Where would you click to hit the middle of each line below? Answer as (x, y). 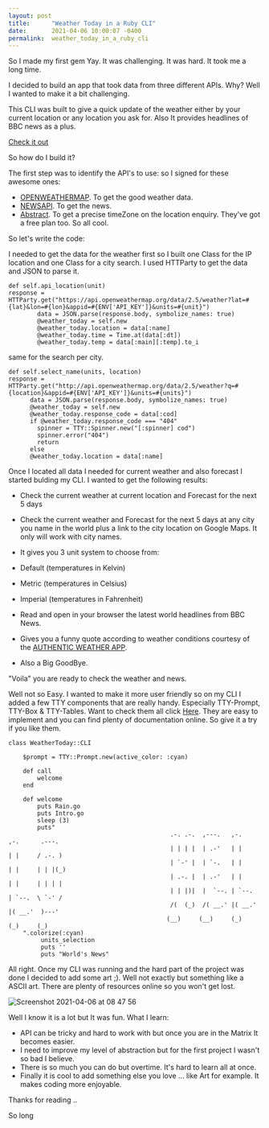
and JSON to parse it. (44, 271)
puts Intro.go (61, 813)
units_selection (67, 941)
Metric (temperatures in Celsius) (73, 583)
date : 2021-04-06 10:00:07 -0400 (75, 31)
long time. (25, 70)
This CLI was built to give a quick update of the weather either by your (124, 109)
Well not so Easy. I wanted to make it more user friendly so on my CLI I (125, 694)
